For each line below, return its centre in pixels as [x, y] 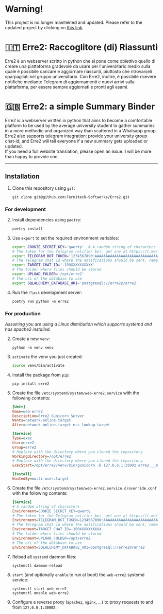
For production [23, 313]
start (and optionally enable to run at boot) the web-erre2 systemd [78, 575]
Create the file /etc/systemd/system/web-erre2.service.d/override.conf [84, 488]
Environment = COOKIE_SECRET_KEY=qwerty [51, 511]
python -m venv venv [33, 347]
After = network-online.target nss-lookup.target [61, 425]
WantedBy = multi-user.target [40, 479]
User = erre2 [23, 443]
